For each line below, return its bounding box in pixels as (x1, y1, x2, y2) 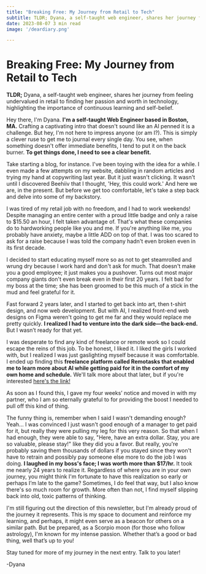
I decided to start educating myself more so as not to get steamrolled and (6, 256, 192, 264)
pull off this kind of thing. (6, 402, 69, 410)
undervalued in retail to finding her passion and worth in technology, (6, 98, 179, 105)
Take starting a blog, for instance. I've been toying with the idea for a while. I (6, 161, 200, 168)
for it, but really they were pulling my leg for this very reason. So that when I (6, 427, 198, 435)
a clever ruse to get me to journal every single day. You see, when (6, 136, 173, 143)
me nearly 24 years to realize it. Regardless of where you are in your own (6, 467, 191, 474)
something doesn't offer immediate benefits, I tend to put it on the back (6, 142, 186, 150)
